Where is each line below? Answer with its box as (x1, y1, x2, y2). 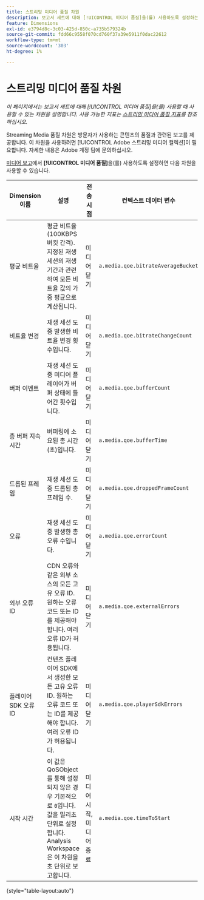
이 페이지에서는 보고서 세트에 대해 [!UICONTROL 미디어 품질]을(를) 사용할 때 (6, 103, 188, 110)
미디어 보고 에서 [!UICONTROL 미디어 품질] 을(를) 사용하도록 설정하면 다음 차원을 (6, 159, 196, 166)
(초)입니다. (47, 445, 76, 454)
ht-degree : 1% (6, 49, 42, 55)
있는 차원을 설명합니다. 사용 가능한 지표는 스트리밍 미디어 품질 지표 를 (24, 110, 186, 118)
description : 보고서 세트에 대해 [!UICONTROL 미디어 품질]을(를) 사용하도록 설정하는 (6, 15, 199, 21)
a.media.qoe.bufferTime (98, 436, 168, 444)
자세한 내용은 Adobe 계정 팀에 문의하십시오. (29, 146, 133, 154)
